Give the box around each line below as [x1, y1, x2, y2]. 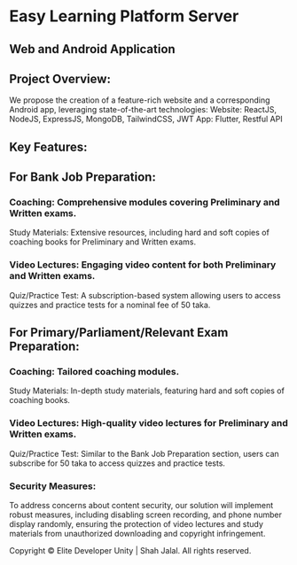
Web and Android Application [9, 42, 176, 57]
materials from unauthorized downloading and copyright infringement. [9, 529, 266, 539]
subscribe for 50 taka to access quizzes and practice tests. [9, 458, 226, 468]
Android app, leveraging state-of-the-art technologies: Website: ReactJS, [9, 104, 277, 115]
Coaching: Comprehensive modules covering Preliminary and [9, 197, 281, 209]
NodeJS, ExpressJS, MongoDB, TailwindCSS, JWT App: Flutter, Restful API [9, 113, 283, 125]
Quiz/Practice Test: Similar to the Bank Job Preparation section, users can [9, 448, 279, 459]
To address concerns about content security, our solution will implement [9, 500, 274, 511]
